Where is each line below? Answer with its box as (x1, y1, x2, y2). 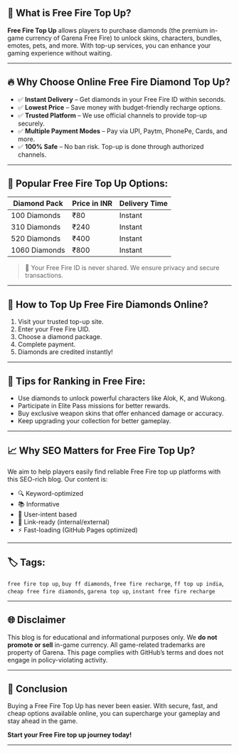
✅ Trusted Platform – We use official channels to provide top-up (17, 111, 208, 120)
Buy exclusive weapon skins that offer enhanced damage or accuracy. (17, 409, 224, 417)
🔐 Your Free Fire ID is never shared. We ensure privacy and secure (24, 264, 220, 272)
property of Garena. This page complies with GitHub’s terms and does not (7, 648, 224, 656)
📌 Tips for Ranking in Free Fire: (7, 375, 146, 387)
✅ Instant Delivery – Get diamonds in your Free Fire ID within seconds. (17, 95, 226, 103)
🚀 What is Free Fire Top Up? (7, 7, 132, 19)
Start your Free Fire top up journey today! (7, 731, 132, 739)
